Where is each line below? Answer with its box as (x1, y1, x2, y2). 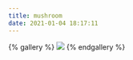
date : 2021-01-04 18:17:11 (8, 19, 99, 27)
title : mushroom (8, 11, 62, 20)
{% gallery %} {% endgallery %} (8, 42, 126, 52)
